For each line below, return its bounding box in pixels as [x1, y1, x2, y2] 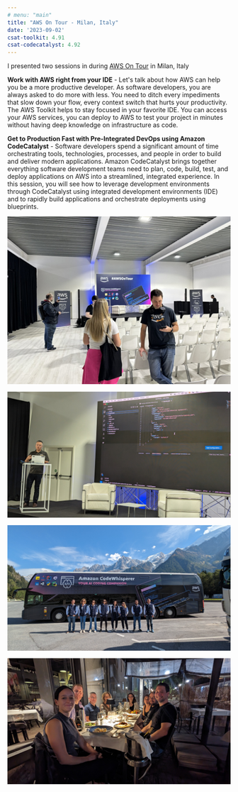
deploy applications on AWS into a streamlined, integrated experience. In [7, 172, 220, 181]
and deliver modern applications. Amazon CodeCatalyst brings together [7, 157, 217, 166]
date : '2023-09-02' [7, 26, 65, 33]
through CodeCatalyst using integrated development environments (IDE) [7, 187, 218, 196]
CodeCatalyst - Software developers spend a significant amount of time [7, 142, 219, 150]
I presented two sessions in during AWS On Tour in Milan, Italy [7, 62, 189, 70]
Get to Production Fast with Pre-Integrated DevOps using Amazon [7, 135, 205, 143]
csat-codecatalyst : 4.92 [7, 41, 81, 49]
